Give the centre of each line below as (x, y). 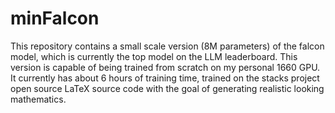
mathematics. (38, 99)
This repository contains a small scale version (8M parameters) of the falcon (167, 46)
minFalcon (55, 18)
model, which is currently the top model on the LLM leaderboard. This (154, 56)
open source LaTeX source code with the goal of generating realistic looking (167, 88)
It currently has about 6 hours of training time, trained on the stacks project (165, 78)
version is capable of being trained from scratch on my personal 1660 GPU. (165, 67)
